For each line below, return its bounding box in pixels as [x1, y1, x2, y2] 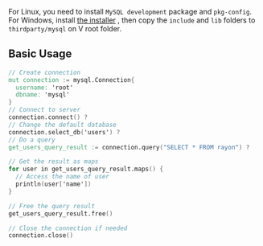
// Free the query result [8, 202, 95, 210]
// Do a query [8, 136, 56, 144]
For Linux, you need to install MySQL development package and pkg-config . [8, 7, 252, 16]
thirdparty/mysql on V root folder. [8, 24, 122, 33]
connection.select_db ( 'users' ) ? [8, 128, 121, 136]
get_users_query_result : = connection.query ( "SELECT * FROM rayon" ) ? [8, 143, 250, 151]
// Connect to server [8, 106, 81, 114]
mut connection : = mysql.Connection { [8, 76, 135, 84]
